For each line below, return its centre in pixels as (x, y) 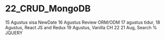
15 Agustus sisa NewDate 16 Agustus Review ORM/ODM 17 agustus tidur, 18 (83, 22)
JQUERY (14, 33)
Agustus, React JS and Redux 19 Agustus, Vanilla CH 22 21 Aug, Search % (81, 27)
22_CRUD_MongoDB (48, 9)
